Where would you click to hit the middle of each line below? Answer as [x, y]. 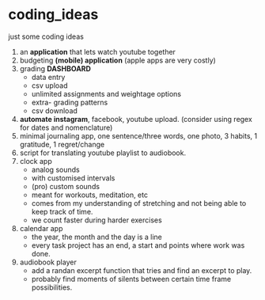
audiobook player [48, 262]
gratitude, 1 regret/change [62, 144]
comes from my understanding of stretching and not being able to [139, 203]
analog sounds [56, 169]
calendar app [41, 228]
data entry [48, 77]
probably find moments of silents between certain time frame [131, 279]
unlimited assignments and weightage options [106, 93]
